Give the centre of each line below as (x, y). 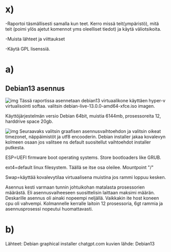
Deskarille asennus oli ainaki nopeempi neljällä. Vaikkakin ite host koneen (82, 198)
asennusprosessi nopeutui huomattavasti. (49, 209)
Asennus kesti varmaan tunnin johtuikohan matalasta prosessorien (75, 187)
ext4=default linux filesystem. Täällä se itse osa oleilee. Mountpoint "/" (80, 167)
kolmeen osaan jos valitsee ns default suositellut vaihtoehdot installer (78, 142)
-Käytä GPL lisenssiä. (28, 49)
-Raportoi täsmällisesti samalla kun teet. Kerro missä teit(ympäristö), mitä (82, 24)
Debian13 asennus (35, 88)
